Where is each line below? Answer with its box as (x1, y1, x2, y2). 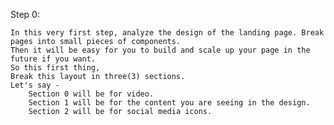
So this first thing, (10, 63, 101, 73)
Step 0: (10, 9, 40, 20)
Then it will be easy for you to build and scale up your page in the (10, 45, 311, 55)
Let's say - (10, 80, 60, 90)
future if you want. (10, 54, 97, 64)
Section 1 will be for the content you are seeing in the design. (28, 98, 311, 108)
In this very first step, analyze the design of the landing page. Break (10, 28, 325, 38)
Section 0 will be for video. (28, 89, 155, 99)
